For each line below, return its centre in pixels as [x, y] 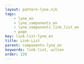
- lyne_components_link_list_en [46, 27]
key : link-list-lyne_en [29, 37]
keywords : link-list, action [34, 50]
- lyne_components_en [35, 23]
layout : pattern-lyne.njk [31, 9]
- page [20, 32]
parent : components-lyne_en [34, 45]
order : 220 [16, 54]
